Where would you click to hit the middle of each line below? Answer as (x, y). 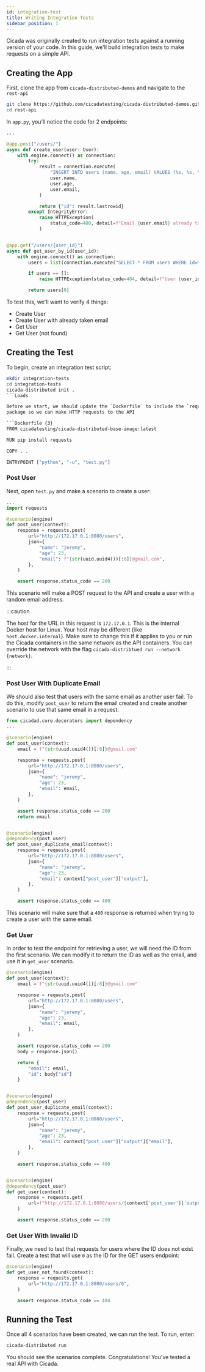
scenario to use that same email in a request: (63, 710)
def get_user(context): (37, 1192)
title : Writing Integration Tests (50, 18)
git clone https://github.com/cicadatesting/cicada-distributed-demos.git (103, 105)
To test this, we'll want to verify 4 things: (57, 302)
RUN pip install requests (39, 440)
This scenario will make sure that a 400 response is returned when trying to (100, 913)
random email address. (35, 600)
